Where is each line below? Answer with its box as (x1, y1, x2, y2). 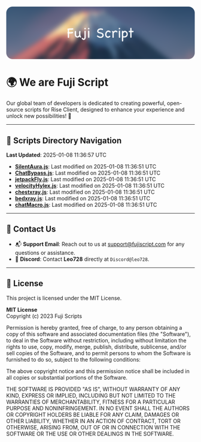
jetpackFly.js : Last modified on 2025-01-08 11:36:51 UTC (14, 176, 157, 183)
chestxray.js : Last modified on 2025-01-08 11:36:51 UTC (14, 188, 155, 196)
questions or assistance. (14, 249, 76, 256)
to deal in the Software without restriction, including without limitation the (6, 336, 187, 344)
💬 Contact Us (6, 224, 56, 234)
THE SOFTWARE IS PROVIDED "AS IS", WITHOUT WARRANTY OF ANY (6, 385, 181, 393)
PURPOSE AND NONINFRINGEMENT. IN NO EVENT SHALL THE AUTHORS (6, 404, 190, 411)
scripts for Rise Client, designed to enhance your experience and (25, 106, 185, 113)
